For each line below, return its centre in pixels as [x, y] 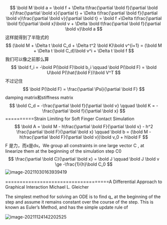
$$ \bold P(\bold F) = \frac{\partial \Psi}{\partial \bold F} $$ [84, 89]
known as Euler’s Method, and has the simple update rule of [67, 207]
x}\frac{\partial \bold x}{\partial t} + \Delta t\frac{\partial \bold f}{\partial [84, 13]
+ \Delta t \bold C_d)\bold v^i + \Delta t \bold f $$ [84, 51]
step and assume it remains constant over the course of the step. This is [79, 202]
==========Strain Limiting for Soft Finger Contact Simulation [70, 119]
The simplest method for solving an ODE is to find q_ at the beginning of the [83, 197]
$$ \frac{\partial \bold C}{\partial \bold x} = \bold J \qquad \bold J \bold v [84, 159]
